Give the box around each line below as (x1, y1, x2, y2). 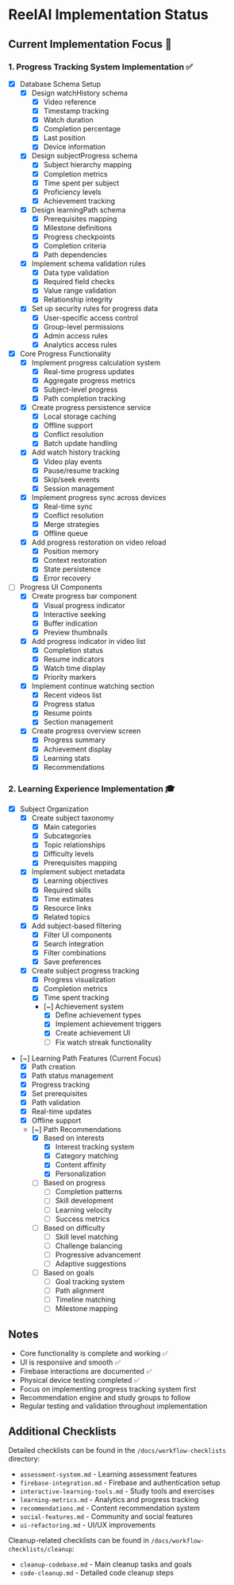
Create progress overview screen (31, 726, 141, 736)
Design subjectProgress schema (31, 151, 138, 161)
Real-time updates (31, 1107, 92, 1116)
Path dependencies (43, 250, 107, 260)
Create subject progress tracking (31, 966, 140, 976)
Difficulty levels (43, 849, 94, 859)
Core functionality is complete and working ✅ (19, 1349, 169, 1358)
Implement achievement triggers (55, 1019, 162, 1029)
